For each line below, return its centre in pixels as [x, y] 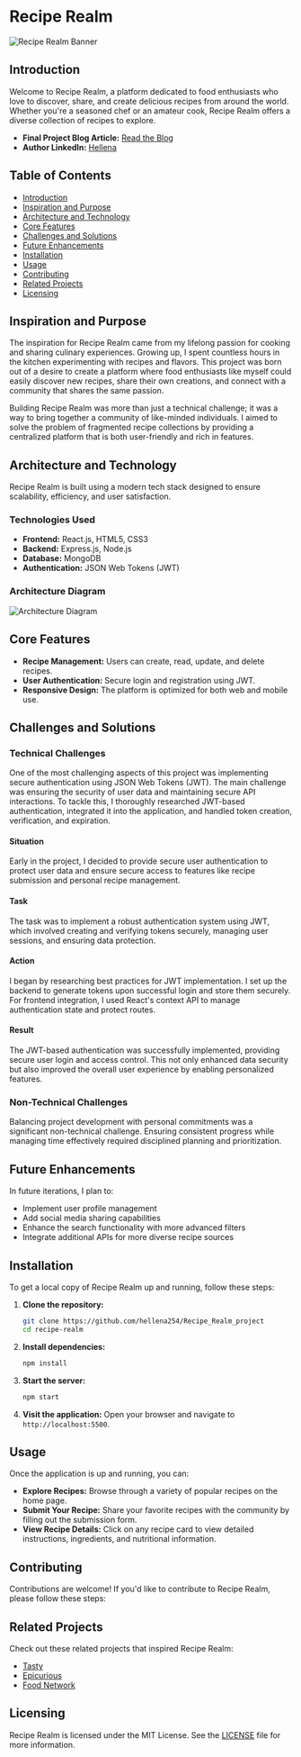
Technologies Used [53, 520]
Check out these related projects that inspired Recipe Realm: [121, 1648]
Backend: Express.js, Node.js [77, 549]
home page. [44, 1500]
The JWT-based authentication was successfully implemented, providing [145, 1050]
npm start [41, 1397]
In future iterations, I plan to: [62, 1191]
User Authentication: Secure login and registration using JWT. [139, 680]
